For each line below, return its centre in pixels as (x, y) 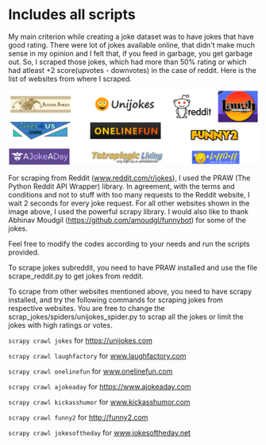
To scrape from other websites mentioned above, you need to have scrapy (130, 292)
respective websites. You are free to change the (87, 309)
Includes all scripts (72, 15)
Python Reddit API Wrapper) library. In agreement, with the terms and (122, 186)
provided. (24, 252)
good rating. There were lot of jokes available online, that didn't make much (132, 44)
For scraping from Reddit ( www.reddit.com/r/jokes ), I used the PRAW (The (129, 178)
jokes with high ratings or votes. (60, 325)
